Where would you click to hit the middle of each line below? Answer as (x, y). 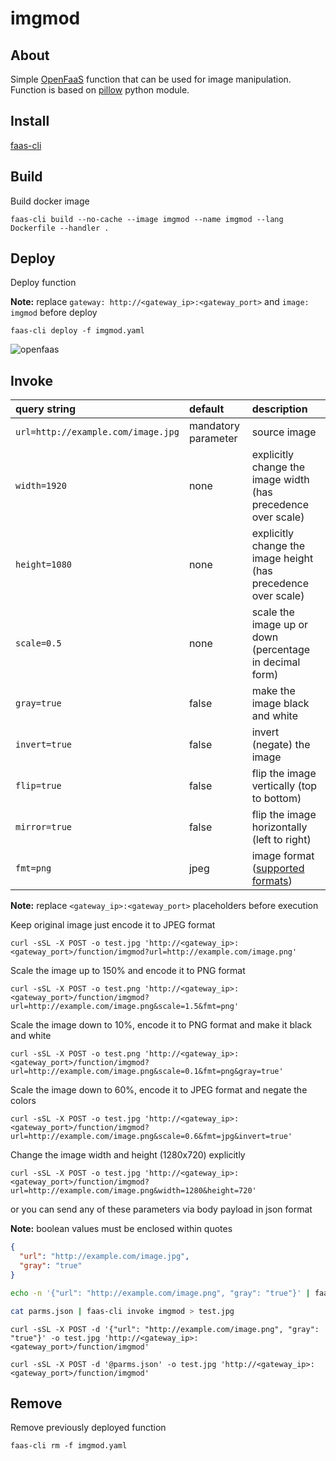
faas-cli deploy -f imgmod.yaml (77, 331)
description (279, 409)
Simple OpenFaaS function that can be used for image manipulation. (151, 79)
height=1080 (44, 565)
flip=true (38, 786)
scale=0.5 (38, 643)
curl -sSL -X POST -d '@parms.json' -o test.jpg (113, 1364)
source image (284, 432)
